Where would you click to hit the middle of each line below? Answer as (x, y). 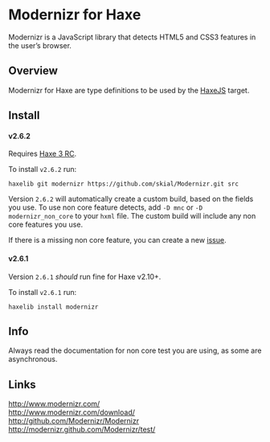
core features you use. (45, 225)
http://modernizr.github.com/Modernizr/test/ (82, 430)
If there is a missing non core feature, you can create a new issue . (117, 240)
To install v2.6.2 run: (43, 170)
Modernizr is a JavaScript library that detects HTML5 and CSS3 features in (132, 37)
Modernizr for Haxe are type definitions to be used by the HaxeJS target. (129, 90)
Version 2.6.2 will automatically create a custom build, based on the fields (131, 199)
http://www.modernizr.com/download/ (72, 412)
